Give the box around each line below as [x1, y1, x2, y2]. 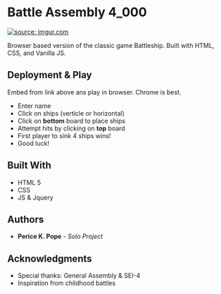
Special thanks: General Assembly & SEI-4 [17, 271, 141, 280]
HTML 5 [17, 178, 42, 187]
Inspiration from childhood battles [17, 279, 116, 288]
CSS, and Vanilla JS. [7, 49, 66, 57]
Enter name [17, 102, 51, 110]
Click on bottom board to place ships [17, 116, 125, 125]
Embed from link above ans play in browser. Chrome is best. [7, 87, 182, 96]
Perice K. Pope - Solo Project [17, 232, 103, 240]
